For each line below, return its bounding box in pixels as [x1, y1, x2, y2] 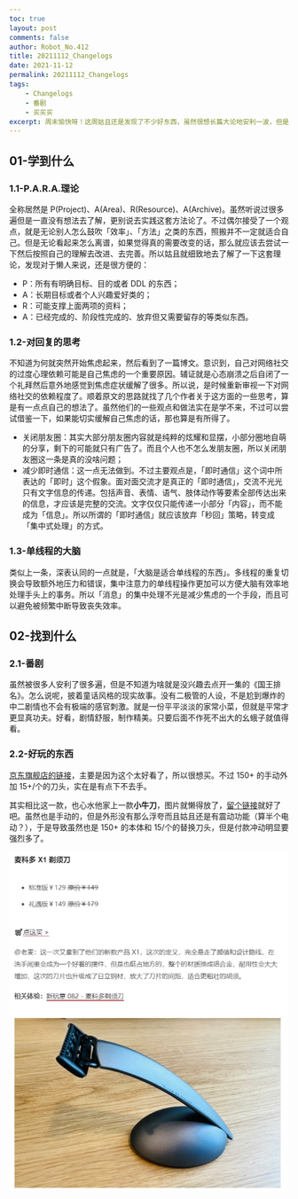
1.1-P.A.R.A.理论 [9, 182, 80, 194]
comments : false [9, 33, 69, 42]
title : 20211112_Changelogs [9, 51, 114, 61]
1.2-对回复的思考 [9, 335, 82, 348]
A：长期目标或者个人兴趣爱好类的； [21, 289, 153, 300]
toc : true [9, 14, 46, 23]
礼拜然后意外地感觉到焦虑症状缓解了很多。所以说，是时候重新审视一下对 [16, 380, 281, 390]
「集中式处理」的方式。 [21, 521, 108, 531]
